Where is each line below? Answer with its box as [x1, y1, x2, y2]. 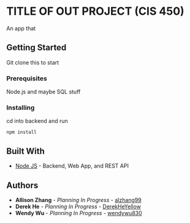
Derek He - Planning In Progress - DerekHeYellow [15, 203, 141, 210]
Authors [6, 180, 39, 190]
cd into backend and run [6, 117, 69, 125]
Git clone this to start [6, 58, 59, 66]
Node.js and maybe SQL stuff [6, 88, 81, 96]
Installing [6, 103, 35, 112]
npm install [6, 129, 37, 136]
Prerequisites [6, 74, 47, 82]
